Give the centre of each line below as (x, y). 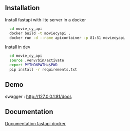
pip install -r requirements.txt (43, 70)
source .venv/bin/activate (37, 60)
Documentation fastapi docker (35, 123)
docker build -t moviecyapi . (40, 33)
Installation (22, 8)
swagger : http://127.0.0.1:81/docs (38, 96)
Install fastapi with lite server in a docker (46, 19)
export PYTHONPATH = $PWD (33, 65)
